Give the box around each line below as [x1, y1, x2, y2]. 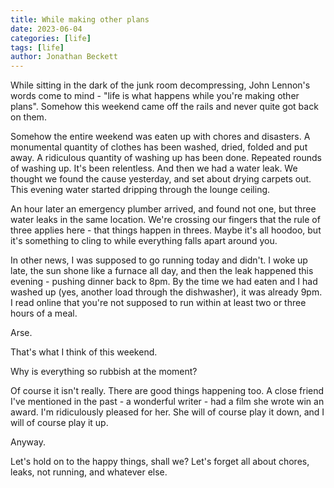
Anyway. [10, 436, 46, 448]
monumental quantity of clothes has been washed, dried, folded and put [10, 141, 308, 153]
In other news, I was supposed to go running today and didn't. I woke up [10, 254, 308, 266]
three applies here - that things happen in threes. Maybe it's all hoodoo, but [10, 224, 322, 236]
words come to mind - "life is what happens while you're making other [10, 90, 300, 102]
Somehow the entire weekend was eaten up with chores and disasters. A [10, 131, 311, 143]
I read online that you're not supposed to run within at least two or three [10, 297, 307, 309]
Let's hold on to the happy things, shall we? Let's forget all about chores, [10, 456, 310, 468]
